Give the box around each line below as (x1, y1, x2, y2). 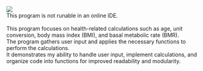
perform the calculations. (6, 45, 70, 51)
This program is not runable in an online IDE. (6, 12, 118, 19)
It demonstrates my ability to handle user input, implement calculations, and (6, 51, 197, 58)
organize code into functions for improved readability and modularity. (6, 58, 181, 64)
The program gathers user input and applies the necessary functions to (6, 38, 186, 45)
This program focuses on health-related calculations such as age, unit (6, 25, 183, 32)
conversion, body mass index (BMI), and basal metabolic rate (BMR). (6, 31, 179, 39)
